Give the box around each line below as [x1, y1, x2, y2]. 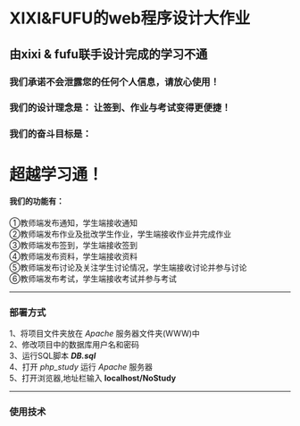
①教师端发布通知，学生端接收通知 [9, 217, 138, 228]
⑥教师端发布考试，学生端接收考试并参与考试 [9, 273, 177, 284]
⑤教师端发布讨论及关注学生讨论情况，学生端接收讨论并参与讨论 [9, 262, 247, 272]
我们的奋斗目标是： [9, 128, 92, 140]
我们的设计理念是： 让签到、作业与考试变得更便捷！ [9, 102, 231, 114]
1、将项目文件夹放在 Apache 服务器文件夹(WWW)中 [9, 328, 201, 339]
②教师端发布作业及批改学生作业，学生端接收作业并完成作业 [9, 229, 232, 239]
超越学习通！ [9, 164, 104, 184]
